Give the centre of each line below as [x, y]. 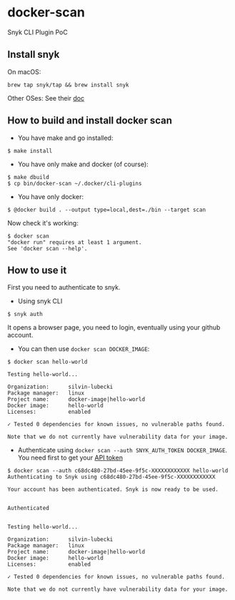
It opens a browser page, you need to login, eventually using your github [114, 327]
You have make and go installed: [65, 138]
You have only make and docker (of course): [83, 164]
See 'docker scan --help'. [47, 248]
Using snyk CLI [40, 301]
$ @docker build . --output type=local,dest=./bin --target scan [106, 210]
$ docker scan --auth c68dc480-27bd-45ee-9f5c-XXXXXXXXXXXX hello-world [118, 471]
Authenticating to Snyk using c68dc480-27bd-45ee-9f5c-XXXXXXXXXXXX [111, 477]
